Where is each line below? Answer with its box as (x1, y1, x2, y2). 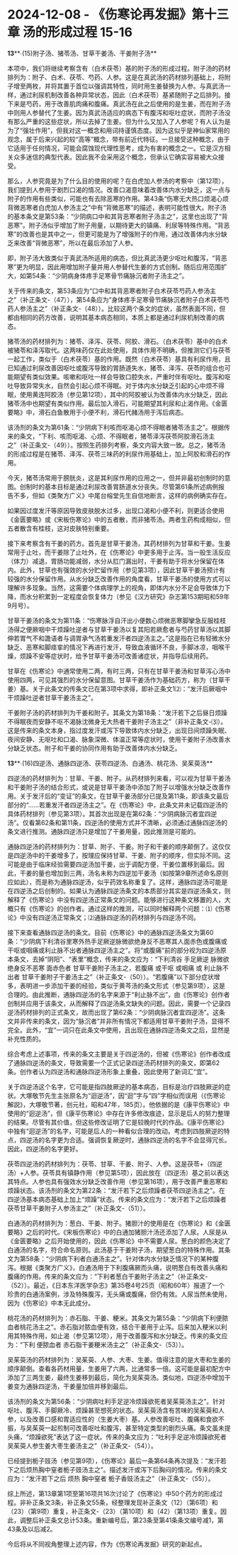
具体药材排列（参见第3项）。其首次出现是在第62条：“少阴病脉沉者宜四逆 (7, 809, 217, 818)
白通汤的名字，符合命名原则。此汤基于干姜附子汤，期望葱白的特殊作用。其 (7, 1245, 225, 1254)
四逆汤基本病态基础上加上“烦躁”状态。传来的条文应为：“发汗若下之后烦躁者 (7, 1195, 227, 1203)
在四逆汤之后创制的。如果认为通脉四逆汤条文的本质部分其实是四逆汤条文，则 (7, 886, 231, 895)
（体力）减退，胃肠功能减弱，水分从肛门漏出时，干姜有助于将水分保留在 (7, 557, 218, 565)
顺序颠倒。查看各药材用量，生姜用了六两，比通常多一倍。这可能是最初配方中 (7, 1364, 231, 1373)
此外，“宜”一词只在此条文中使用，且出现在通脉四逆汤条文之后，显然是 (25, 1025, 230, 1034)
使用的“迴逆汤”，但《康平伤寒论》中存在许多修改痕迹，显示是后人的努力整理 (7, 1109, 230, 1118)
